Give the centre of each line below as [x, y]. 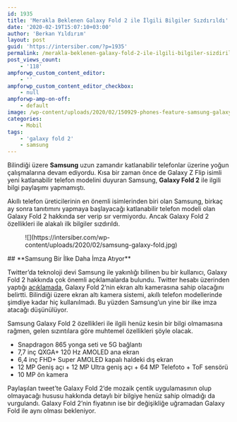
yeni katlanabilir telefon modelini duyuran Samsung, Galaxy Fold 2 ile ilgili [114, 180]
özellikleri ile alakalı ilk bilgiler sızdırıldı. [64, 224]
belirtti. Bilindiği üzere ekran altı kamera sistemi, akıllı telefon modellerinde [115, 295]
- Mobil [31, 125]
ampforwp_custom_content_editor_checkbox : [71, 86]
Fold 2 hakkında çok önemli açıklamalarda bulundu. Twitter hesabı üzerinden [119, 280]
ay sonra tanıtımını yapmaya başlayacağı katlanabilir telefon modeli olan [111, 209]
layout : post [26, 40]
